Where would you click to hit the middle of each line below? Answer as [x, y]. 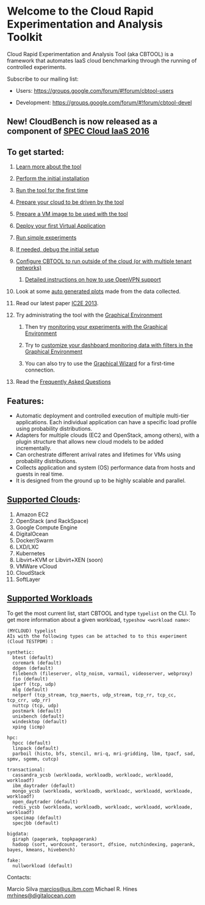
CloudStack [30, 572]
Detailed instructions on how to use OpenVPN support [93, 279]
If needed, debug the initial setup [57, 250]
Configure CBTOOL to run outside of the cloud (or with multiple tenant [103, 261]
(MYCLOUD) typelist [32, 631]
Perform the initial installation [52, 179]
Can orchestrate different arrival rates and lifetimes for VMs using [98, 454]
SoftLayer [28, 579]
